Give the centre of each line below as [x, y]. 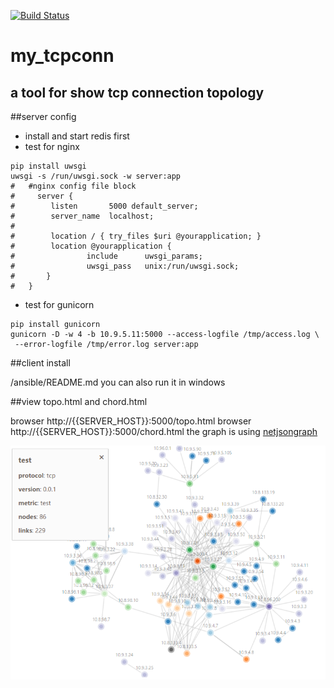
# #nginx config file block [73, 186]
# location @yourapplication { [91, 246]
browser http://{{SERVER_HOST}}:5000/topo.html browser [131, 421]
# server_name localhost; [82, 216]
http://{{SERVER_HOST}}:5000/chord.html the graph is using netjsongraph [164, 431]
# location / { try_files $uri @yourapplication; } [136, 236]
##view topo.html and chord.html [79, 401]
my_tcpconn [62, 56]
